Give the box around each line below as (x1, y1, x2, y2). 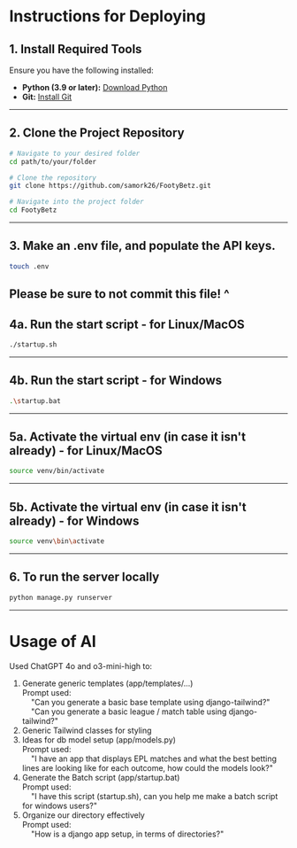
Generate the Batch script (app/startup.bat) (21, 772, 180, 782)
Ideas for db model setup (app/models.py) (21, 734, 177, 745)
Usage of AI (9, 631, 97, 651)
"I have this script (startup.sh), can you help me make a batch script (30, 790, 278, 801)
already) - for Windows (9, 513, 140, 528)
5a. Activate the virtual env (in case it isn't (9, 429, 246, 444)
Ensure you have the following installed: (9, 65, 155, 75)
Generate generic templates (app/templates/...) (21, 678, 194, 689)
